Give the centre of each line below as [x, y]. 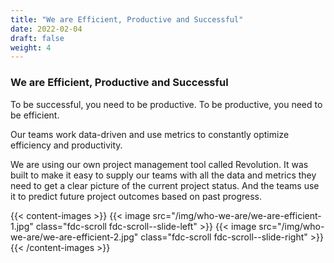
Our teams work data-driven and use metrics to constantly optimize [150, 134]
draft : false [37, 38]
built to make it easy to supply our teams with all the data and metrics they [163, 175]
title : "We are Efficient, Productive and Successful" [127, 19]
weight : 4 [31, 47]
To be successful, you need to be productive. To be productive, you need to [166, 104]
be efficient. [35, 115]
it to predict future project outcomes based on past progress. [136, 196]
